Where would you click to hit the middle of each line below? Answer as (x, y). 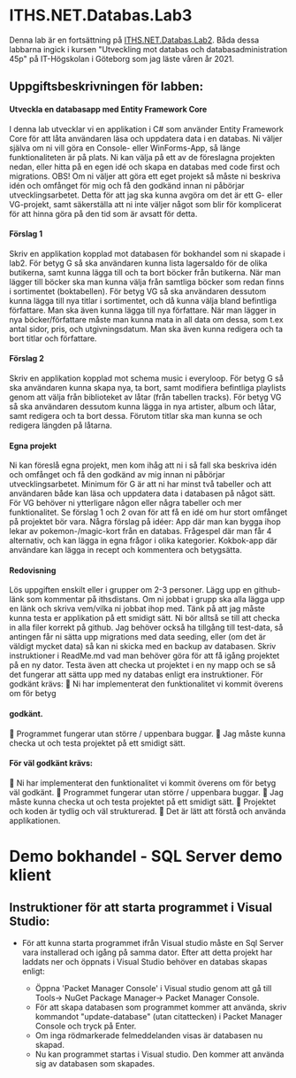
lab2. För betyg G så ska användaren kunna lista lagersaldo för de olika (138, 263)
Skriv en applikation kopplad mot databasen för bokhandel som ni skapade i (147, 253)
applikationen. (35, 820)
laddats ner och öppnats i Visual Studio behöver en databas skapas (144, 961)
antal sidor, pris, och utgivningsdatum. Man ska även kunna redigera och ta (146, 329)
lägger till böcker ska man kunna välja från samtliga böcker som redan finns (147, 282)
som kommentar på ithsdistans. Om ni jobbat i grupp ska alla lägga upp (156, 600)
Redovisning (33, 570)
